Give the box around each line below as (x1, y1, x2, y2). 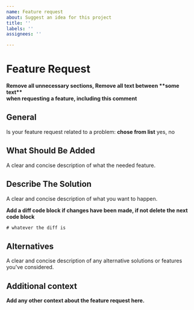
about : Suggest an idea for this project (6, 14, 112, 20)
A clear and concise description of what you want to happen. (6, 195, 158, 202)
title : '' (6, 20, 31, 26)
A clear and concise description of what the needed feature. (6, 162, 156, 169)
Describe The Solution (6, 179, 92, 189)
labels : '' (6, 25, 34, 32)
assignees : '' (6, 31, 42, 37)
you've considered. (6, 264, 54, 271)
